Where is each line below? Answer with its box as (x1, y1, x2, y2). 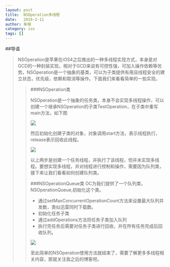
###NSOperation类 (30, 86, 71, 92)
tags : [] (5, 31, 24, 36)
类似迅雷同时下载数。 (51, 204, 96, 210)
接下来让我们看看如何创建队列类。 (30, 170, 102, 175)
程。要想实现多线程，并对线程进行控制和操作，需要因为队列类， (30, 163, 164, 169)
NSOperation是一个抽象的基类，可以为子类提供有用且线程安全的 (26, 69, 161, 75)
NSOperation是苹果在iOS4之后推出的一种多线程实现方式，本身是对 (17, 56, 157, 63)
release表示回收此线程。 (30, 137, 82, 142)
